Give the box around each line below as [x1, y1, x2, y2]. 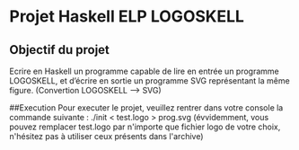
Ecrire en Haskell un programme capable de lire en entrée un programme [9, 66, 280, 76]
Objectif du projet [9, 42, 110, 57]
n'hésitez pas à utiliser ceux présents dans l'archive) [9, 131, 204, 141]
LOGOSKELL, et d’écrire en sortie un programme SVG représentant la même [9, 75, 290, 86]
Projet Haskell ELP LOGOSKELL [9, 6, 245, 27]
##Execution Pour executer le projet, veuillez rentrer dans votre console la [9, 102, 284, 113]
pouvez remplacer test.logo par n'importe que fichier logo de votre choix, [9, 121, 281, 132]
